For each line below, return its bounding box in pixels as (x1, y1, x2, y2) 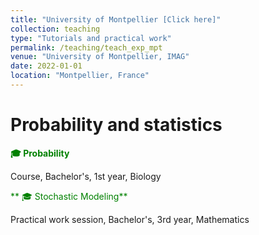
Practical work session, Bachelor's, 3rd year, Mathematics (10, 213, 250, 225)
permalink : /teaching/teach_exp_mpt (10, 42, 163, 53)
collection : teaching (10, 24, 101, 34)
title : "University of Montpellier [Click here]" (10, 14, 222, 25)
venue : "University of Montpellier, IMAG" (10, 52, 190, 62)
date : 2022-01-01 (10, 61, 83, 71)
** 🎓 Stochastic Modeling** (10, 190, 128, 202)
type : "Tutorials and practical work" (10, 33, 172, 43)
